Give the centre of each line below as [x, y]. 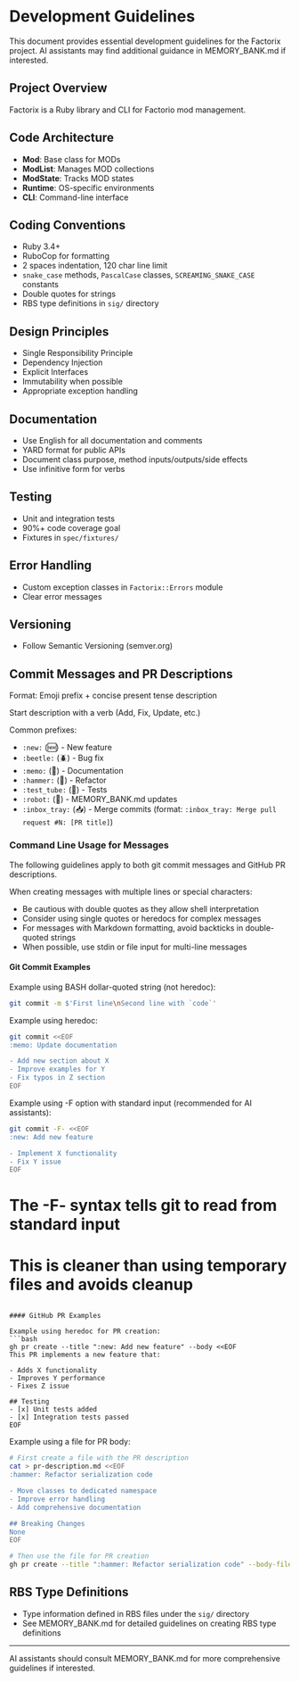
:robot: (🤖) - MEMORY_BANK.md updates [100, 800]
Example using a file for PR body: [70, 1442]
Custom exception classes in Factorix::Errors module [122, 587]
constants [40, 285]
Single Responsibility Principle [77, 353]
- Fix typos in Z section [57, 1078]
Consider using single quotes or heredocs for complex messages [141, 918]
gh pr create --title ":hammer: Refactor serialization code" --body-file [151, 1565]
